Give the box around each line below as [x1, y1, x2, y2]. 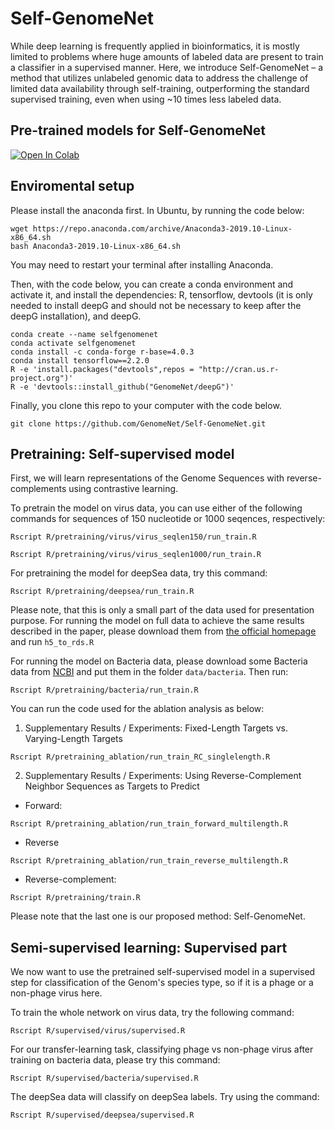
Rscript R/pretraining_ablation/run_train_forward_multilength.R [10, 819, 288, 829]
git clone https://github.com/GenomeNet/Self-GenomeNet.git [10, 418, 267, 429]
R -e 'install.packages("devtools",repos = [10, 364, 195, 374]
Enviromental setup [10, 178, 135, 195]
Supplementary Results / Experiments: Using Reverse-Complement [24, 770, 302, 782]
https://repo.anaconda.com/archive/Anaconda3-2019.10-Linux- [32, 223, 293, 234]
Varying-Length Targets [24, 733, 123, 745]
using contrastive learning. [68, 483, 179, 495]
